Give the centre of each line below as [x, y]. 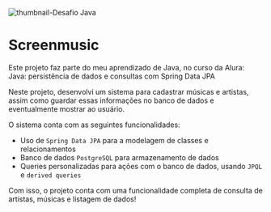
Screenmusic [54, 45]
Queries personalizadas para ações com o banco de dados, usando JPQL [141, 166]
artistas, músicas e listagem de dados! [72, 199]
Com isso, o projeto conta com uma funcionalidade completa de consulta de [135, 190]
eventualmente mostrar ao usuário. [67, 108]
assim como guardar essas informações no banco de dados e [111, 100]
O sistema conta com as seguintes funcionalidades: [94, 125]
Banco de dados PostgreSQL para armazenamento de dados [120, 157]
